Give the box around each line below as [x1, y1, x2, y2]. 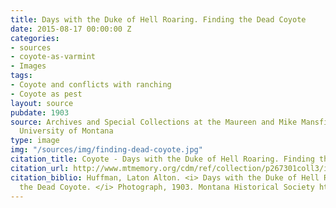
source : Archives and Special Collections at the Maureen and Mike [10, 117, 298, 127]
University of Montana [19, 126, 114, 136]
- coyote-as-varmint [10, 52, 97, 62]
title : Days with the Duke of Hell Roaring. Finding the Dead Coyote [10, 14, 307, 25]
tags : [10, 71, 33, 81]
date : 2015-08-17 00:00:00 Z [10, 24, 132, 34]
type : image [10, 136, 60, 146]
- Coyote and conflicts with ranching [10, 80, 172, 90]
